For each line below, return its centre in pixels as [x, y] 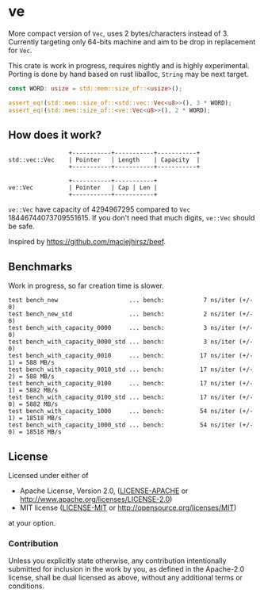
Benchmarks [40, 267]
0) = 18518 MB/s [35, 432]
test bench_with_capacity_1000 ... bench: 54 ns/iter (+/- [131, 411]
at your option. [32, 523]
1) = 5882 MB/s [33, 391]
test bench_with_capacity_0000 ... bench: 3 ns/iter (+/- [131, 328]
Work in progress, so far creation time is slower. [86, 286]
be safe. [21, 226]
